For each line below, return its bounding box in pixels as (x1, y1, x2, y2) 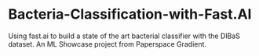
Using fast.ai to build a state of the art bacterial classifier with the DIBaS (8, 31, 241, 40)
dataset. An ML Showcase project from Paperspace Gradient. (8, 39, 206, 48)
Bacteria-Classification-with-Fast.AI (8, 5, 252, 23)
